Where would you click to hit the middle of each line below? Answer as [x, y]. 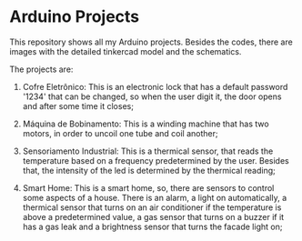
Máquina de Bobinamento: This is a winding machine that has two [146, 124]
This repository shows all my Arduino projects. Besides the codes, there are [151, 42]
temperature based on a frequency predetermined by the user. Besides [156, 160]
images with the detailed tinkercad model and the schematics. [126, 51]
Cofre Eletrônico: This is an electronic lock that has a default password [155, 86]
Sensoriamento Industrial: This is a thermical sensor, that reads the [148, 151]
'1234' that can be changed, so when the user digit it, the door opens [152, 96]
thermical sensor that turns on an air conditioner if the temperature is [152, 207]
